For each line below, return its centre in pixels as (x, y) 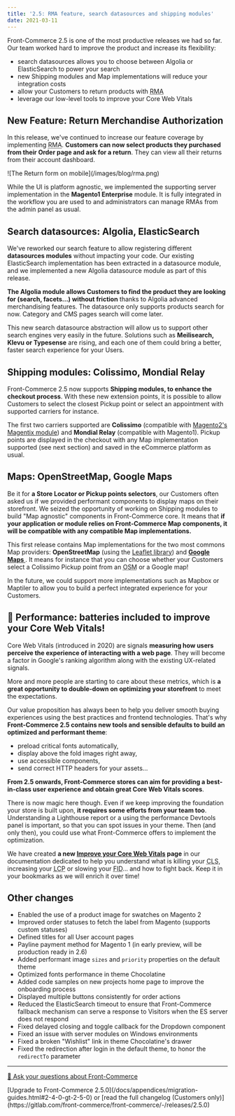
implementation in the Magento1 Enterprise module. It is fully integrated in (114, 194)
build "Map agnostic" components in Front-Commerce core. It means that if (116, 516)
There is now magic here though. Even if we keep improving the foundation (115, 802)
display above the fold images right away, (77, 753)
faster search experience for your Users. (66, 350)
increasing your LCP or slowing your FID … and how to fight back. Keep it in (115, 868)
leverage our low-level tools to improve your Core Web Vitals (105, 98)
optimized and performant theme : (57, 732)
